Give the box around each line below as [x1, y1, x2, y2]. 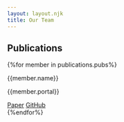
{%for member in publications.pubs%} [7, 60, 118, 69]
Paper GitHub [7, 101, 46, 110]
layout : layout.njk [7, 10, 64, 17]
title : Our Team [7, 17, 54, 24]
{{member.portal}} [7, 87, 60, 96]
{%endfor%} [7, 108, 44, 116]
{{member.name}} [7, 74, 59, 82]
